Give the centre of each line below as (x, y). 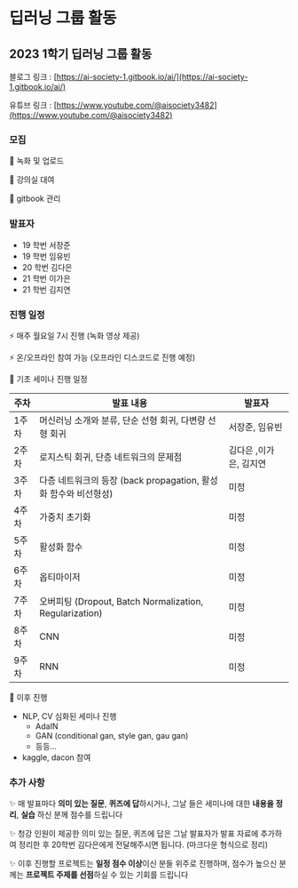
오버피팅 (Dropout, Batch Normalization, (122, 601)
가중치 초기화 (65, 516)
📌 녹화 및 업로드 (37, 161)
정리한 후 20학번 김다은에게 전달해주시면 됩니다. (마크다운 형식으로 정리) (143, 844)
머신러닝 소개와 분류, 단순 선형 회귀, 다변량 (122, 420)
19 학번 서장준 (46, 244)
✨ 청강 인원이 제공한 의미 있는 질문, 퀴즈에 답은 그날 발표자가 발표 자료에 (134, 834)
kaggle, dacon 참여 (56, 757)
